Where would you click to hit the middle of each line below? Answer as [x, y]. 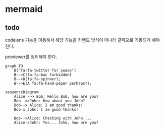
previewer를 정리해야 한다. [31, 57]
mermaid [24, 9]
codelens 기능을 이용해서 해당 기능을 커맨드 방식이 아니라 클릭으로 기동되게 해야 [82, 40]
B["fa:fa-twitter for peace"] [45, 70]
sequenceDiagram [22, 92]
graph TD [14, 66]
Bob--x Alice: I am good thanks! [49, 105]
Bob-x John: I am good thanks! [46, 110]
